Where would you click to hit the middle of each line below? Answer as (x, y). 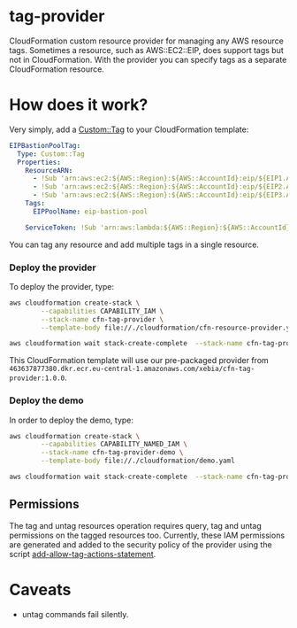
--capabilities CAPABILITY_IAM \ (103, 311)
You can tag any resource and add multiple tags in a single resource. (134, 244)
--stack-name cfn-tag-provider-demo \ (112, 453)
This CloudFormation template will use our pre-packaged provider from (139, 361)
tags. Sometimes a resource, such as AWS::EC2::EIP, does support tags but (147, 50)
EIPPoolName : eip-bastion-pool (90, 211)
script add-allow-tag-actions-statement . (83, 554)
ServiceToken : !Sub (61, 228)
